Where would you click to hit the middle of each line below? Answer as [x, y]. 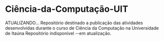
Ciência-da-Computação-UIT [67, 9]
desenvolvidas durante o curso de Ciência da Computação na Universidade [82, 28]
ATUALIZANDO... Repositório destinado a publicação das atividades [74, 23]
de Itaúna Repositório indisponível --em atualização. [58, 33]
